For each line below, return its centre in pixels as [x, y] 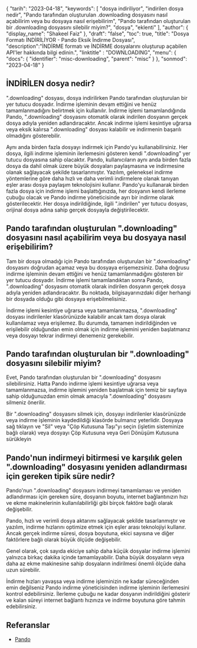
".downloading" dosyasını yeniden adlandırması [97, 467]
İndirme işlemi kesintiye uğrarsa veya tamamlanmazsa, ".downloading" [92, 310]
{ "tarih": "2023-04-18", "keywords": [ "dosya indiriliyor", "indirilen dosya [95, 9]
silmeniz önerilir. [26, 403]
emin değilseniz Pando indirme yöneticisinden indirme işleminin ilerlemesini [98, 588]
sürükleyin [19, 439]
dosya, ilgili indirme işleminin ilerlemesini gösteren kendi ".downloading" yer [98, 153]
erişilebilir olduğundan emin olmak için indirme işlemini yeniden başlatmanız [98, 329]
